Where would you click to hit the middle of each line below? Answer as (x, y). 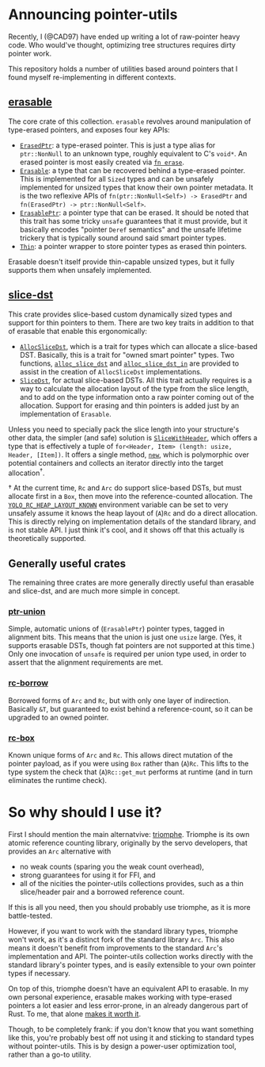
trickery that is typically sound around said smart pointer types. (123, 238)
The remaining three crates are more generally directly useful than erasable (131, 583)
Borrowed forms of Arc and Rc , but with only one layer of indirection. (119, 700)
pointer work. (30, 53)
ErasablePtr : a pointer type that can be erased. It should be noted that (134, 213)
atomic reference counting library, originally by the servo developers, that (128, 842)
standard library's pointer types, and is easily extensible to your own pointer (132, 965)
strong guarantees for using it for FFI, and (87, 875)
